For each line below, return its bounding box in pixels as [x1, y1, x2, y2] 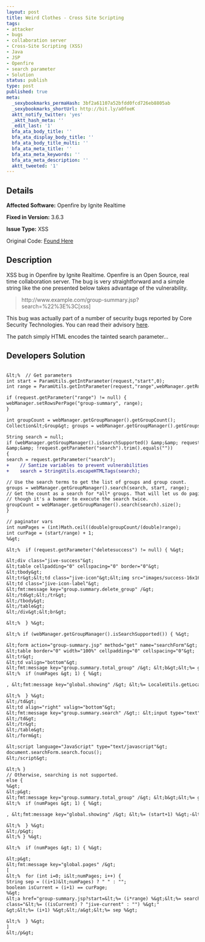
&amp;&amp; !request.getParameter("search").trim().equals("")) [6, 445, 173, 451]
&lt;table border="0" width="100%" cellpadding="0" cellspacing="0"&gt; [6, 647, 195, 654]
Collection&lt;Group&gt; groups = [6, 423, 95, 429]
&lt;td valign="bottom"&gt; [6, 659, 78, 665]
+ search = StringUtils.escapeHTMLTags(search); [6, 468, 140, 474]
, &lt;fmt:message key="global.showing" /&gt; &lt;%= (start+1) [6, 811, 173, 818]
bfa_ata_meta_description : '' [12, 157, 88, 163]
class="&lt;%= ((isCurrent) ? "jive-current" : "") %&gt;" [6, 902, 160, 908]
